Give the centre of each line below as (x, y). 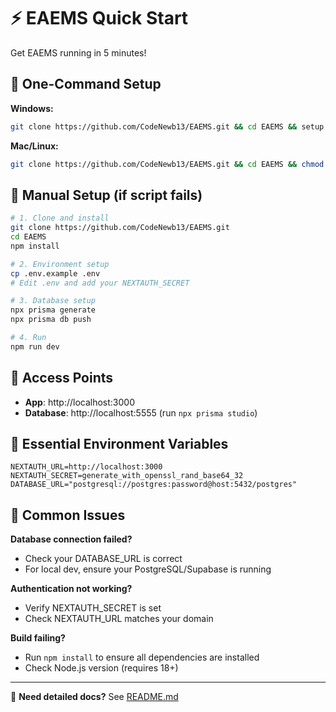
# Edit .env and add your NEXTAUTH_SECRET (100, 283)
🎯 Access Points (62, 378)
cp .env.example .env (55, 273)
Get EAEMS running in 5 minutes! (78, 52)
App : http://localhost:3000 (80, 402)
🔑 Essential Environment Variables (119, 444)
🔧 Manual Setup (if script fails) (106, 195)
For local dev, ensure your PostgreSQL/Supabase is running (148, 569)
